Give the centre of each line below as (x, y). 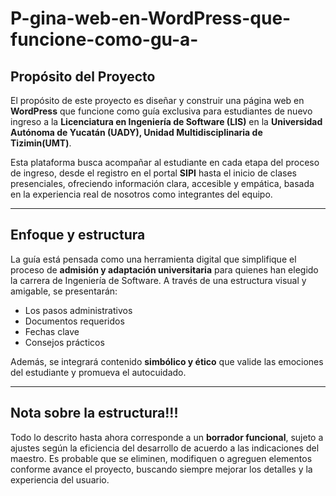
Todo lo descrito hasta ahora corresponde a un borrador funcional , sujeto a (167, 437)
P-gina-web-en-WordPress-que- (151, 18)
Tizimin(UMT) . (41, 143)
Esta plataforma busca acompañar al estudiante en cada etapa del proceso (165, 162)
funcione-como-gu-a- (104, 39)
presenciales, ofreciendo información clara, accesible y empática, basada (162, 183)
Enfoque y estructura (78, 235)
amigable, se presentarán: (64, 291)
